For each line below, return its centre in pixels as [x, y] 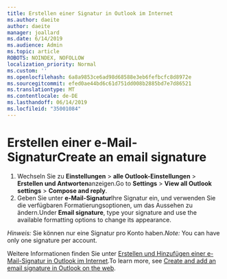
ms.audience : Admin [35, 45]
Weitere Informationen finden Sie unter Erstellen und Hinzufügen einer [106, 253]
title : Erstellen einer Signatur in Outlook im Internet [90, 13]
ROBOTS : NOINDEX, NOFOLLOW [46, 58]
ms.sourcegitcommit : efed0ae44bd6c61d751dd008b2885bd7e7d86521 [99, 83]
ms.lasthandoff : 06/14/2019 [47, 103]
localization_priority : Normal [52, 64]
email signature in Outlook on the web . [62, 268]
